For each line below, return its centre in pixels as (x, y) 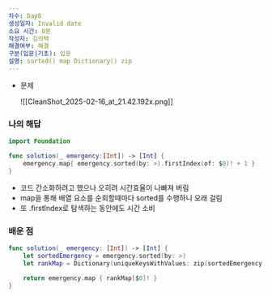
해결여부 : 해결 (29, 46)
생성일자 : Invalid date (45, 24)
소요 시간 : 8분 (30, 31)
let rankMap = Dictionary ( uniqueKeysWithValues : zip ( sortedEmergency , (144, 263)
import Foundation (39, 142)
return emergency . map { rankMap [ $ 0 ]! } (90, 278)
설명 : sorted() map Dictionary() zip (70, 62)
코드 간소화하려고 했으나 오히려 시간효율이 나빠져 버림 (104, 187)
